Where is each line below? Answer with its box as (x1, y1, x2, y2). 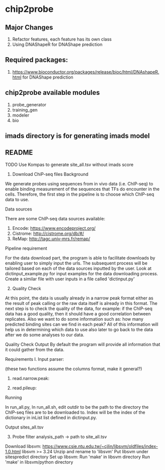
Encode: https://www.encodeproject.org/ (12, 225, 96, 231)
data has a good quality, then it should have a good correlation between (5, 310, 151, 317)
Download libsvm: (5, 443, 42, 449)
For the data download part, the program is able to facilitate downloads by (5, 255, 156, 260)
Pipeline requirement (5, 245, 48, 251)
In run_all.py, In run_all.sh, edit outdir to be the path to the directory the (5, 404, 149, 410)
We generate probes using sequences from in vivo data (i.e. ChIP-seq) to (5, 180, 154, 186)
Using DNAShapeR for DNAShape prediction (12, 42, 102, 47)
